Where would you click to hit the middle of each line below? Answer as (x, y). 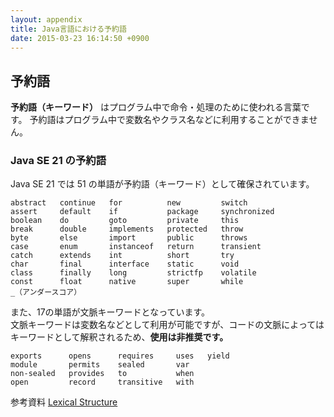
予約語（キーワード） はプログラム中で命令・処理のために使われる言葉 (156, 107)
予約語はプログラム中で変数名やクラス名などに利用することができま (169, 120)
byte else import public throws (129, 238)
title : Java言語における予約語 (68, 29)
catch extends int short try (122, 256)
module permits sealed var (100, 365)
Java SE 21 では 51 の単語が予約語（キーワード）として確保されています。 (162, 184)
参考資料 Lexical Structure (64, 402)
